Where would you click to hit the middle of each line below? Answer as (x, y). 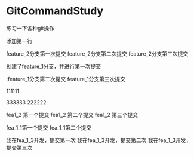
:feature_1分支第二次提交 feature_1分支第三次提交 (66, 79)
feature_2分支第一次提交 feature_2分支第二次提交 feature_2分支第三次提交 (97, 53)
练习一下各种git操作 (30, 28)
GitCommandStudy (55, 11)
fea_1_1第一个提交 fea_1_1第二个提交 (49, 127)
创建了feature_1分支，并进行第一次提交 (54, 66)
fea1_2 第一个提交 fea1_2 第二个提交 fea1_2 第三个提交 (72, 115)
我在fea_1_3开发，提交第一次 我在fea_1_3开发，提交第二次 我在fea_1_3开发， (99, 140)
